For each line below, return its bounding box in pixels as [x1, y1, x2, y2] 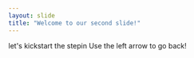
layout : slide [8, 11, 56, 20]
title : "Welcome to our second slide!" [8, 19, 141, 27]
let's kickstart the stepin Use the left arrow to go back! [8, 41, 187, 50]
